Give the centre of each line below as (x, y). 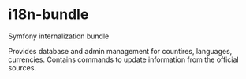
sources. (22, 67)
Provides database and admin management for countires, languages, (120, 51)
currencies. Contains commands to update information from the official (123, 59)
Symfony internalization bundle (59, 36)
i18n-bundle (48, 14)
